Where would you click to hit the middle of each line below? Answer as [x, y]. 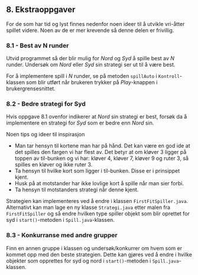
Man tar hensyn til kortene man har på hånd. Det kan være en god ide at [102, 146]
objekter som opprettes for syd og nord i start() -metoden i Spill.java [92, 261]
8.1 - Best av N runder [38, 45]
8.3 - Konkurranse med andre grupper [62, 235]
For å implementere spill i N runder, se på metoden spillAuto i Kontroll [93, 76]
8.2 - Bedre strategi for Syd [46, 104]
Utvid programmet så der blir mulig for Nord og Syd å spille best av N [90, 58]
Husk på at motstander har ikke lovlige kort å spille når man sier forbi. [99, 184]
